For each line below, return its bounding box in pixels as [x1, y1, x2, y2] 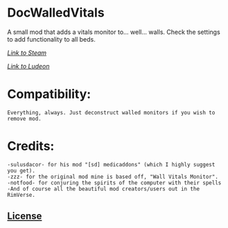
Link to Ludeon [7, 62, 50, 70]
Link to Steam [7, 49, 47, 57]
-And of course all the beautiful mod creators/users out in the [7, 185, 200, 192]
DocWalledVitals [7, 5, 105, 21]
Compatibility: [7, 87, 91, 102]
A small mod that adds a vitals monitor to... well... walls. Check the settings [7, 28, 220, 36]
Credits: [7, 139, 55, 154]
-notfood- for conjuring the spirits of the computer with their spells [7, 179, 222, 186]
